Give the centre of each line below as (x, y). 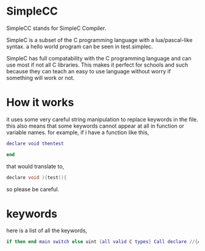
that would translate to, (35, 166)
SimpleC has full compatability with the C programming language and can (99, 58)
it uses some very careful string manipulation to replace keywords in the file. (102, 119)
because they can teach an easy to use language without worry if (88, 71)
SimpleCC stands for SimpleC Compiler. (56, 28)
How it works (40, 103)
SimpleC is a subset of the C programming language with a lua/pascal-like (99, 40)
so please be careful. (33, 189)
